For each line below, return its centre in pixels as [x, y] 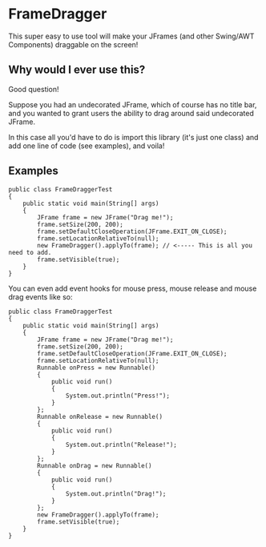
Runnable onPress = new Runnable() [97, 368]
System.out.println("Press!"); [118, 396]
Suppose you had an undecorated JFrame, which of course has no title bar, [133, 104]
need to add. [30, 252]
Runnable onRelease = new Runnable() [100, 416]
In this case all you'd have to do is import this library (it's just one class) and [133, 137]
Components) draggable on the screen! [73, 44]
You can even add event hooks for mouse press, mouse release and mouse [133, 288]
